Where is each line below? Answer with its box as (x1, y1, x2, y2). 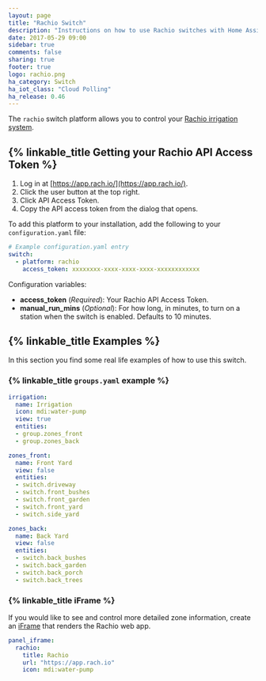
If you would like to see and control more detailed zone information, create (8, 612, 251, 622)
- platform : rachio (15, 258, 80, 266)
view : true (15, 415, 51, 423)
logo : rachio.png (8, 70, 66, 78)
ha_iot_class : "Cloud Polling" (8, 85, 112, 93)
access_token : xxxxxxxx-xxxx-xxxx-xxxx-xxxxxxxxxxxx (22, 265, 200, 273)
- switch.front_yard (15, 503, 83, 511)
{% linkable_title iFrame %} (8, 595, 116, 606)
